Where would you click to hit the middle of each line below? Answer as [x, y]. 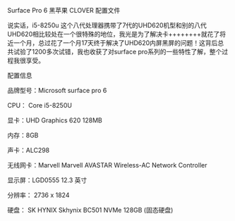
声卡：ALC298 [29, 150]
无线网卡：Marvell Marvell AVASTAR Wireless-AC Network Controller [107, 165]
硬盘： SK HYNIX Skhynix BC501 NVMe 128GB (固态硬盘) [90, 210]
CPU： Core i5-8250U [40, 105]
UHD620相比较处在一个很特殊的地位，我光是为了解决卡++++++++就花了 [114, 34]
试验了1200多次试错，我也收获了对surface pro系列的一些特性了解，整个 [117, 52]
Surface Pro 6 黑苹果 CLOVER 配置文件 [64, 10]
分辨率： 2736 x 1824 [38, 195]
